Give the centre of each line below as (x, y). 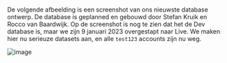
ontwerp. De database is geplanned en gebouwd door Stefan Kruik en (107, 17)
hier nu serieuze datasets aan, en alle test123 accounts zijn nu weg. (104, 39)
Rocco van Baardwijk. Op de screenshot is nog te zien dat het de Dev (106, 24)
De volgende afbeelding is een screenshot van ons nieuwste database (108, 10)
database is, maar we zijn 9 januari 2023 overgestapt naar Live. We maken (114, 32)
